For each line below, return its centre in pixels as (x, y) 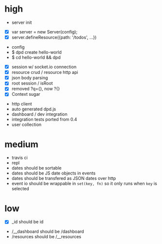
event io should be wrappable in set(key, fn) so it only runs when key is (84, 184)
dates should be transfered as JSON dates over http (64, 178)
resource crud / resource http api (45, 72)
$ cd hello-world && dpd (36, 57)
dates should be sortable (36, 168)
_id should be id (27, 222)
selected (20, 189)
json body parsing (30, 78)
